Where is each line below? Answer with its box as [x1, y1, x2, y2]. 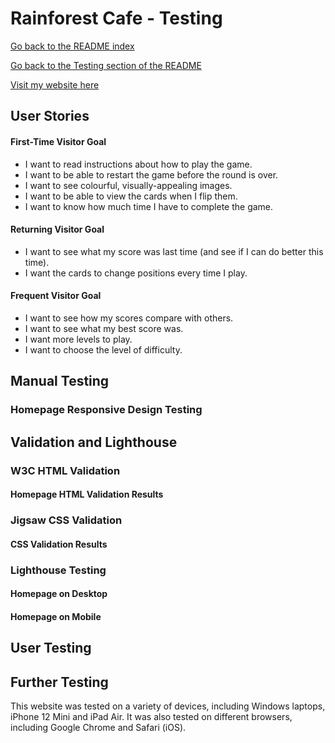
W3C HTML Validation [10, 463, 121, 477]
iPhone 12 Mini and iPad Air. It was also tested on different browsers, [10, 710, 293, 722]
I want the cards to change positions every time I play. [24, 267, 248, 279]
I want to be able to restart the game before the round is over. [24, 168, 279, 181]
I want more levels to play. [24, 333, 133, 345]
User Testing [10, 640, 92, 657]
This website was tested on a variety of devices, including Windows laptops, [10, 700, 326, 712]
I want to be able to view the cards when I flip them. [24, 190, 238, 202]
